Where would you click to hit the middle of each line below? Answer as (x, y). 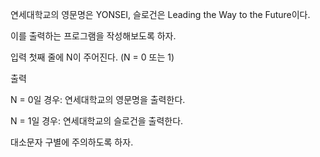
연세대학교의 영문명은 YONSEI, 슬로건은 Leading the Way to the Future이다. (160, 14)
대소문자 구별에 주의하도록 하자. (72, 142)
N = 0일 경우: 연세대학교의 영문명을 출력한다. (98, 99)
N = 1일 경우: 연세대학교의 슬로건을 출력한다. (97, 121)
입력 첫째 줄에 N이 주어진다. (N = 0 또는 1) (92, 57)
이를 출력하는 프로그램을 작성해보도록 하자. (93, 36)
